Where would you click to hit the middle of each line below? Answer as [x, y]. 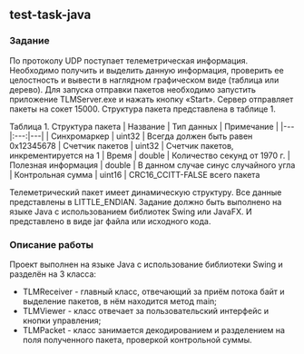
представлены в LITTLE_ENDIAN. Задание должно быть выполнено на [146, 202]
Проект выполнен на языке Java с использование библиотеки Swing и [146, 264]
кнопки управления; [62, 320]
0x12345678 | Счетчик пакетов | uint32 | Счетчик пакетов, [122, 145]
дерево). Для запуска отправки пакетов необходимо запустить [132, 89]
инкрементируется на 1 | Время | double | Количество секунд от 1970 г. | [150, 155]
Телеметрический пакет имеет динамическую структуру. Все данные [146, 192]
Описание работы [51, 244]
